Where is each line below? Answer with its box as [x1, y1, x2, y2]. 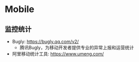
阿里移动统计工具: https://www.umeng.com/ [12, 51, 104, 56]
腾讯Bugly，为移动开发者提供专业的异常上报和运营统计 [19, 44, 134, 50]
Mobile [5, 4, 34, 15]
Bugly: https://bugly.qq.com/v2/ [12, 39, 79, 44]
